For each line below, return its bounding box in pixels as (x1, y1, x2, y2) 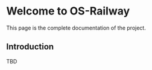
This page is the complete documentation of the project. (6, 24, 146, 31)
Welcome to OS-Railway (6, 4, 130, 18)
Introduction (6, 42, 54, 52)
